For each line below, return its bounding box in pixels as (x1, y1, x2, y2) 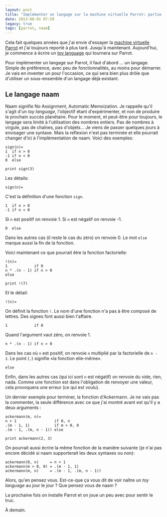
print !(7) (5, 281, 28, 286)
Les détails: (5, 175, 29, 181)
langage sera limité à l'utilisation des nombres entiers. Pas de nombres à (5, 119, 154, 125)
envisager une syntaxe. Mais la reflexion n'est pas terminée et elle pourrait (5, 129, 159, 135)
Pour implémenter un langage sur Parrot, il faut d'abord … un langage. (5, 60, 149, 66)
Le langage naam (5, 90, 60, 99)
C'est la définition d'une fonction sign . (5, 193, 84, 199)
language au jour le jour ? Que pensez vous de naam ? (5, 482, 117, 488)
